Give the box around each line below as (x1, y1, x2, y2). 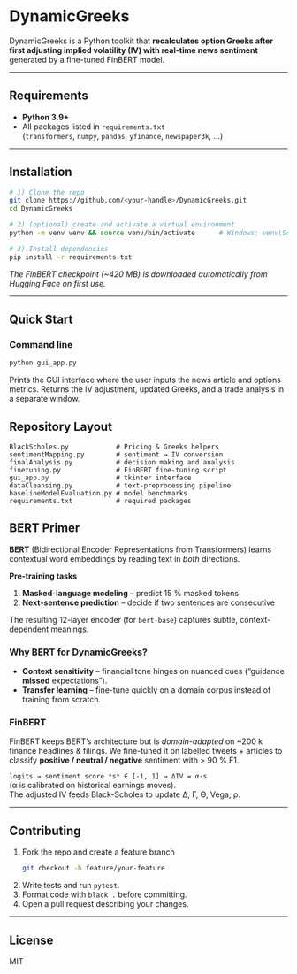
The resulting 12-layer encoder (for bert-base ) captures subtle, (9, 614, 239, 625)
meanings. (50, 624, 89, 634)
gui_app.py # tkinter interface (9, 473, 192, 483)
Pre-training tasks (9, 571, 78, 581)
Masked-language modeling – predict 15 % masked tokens (21, 587, 240, 598)
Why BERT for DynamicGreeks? (9, 646, 148, 658)
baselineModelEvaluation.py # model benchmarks (9, 489, 188, 498)
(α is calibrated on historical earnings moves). (9, 780, 177, 791)
